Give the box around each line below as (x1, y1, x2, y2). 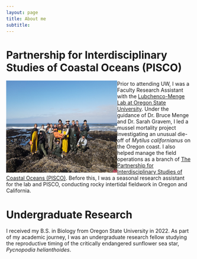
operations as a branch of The (117, 156, 191, 163)
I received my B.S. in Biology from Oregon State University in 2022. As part (6, 228, 189, 235)
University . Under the (117, 105, 169, 112)
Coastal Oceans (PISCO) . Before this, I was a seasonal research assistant (6, 174, 185, 182)
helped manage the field (117, 150, 176, 157)
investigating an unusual (117, 131, 176, 138)
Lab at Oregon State (117, 99, 166, 106)
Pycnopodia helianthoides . (6, 246, 72, 254)
